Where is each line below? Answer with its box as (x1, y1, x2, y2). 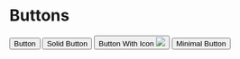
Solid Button (46, 38, 88, 48)
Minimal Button (175, 38, 226, 48)
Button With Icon (98, 38, 155, 48)
